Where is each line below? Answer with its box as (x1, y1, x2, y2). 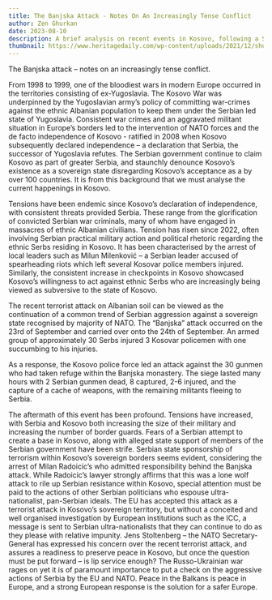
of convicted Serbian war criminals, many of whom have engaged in (8, 216, 236, 226)
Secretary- (222, 530, 258, 540)
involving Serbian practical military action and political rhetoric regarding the (8, 234, 263, 243)
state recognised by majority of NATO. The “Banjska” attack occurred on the (8, 318, 263, 328)
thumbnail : (8, 42, 45, 50)
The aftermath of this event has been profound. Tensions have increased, (8, 410, 253, 420)
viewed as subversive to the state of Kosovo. (8, 285, 158, 295)
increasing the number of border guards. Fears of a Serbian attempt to (8, 427, 243, 437)
